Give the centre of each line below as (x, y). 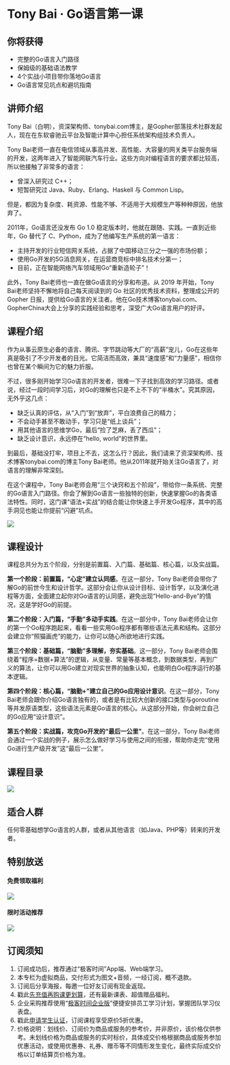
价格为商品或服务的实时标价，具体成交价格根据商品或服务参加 (134, 1037)
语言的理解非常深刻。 (37, 470)
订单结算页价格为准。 (59, 1054)
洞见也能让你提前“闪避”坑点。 (55, 510)
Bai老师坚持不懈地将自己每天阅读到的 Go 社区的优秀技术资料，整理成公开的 (113, 290)
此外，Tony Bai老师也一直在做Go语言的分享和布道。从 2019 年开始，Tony (111, 282)
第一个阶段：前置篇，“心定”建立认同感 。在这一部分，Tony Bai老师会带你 (110, 579)
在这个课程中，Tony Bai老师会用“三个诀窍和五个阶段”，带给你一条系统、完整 (115, 484)
